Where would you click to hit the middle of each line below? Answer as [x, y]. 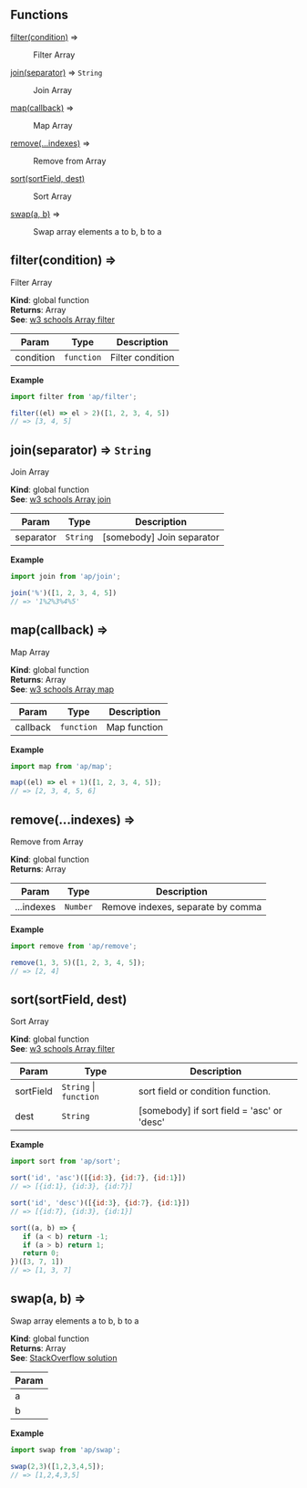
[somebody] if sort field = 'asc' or [211, 1111]
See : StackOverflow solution [64, 1357]
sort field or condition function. [205, 1092]
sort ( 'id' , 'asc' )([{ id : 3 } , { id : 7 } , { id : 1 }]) [98, 1178]
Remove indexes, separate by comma [182, 906]
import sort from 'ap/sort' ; [66, 1162]
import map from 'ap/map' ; [61, 766]
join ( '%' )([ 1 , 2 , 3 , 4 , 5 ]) [64, 592]
